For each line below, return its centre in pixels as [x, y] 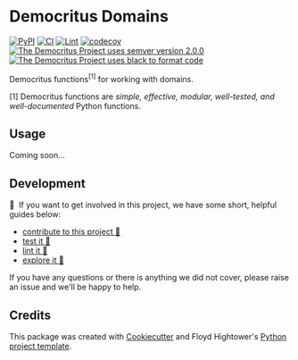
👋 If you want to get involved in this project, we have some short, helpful [143, 205]
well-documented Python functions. [75, 105]
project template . [41, 347]
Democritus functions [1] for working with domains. [102, 78]
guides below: [35, 214]
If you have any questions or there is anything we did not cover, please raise [149, 278]
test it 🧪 [36, 241]
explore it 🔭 [43, 260]
